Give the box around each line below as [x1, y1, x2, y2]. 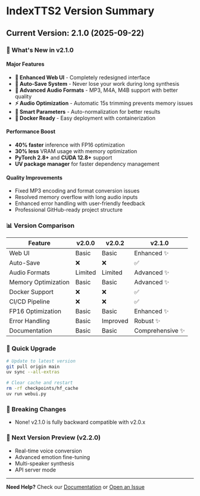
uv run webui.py [6, 391, 46, 397]
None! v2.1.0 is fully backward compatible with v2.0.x [14, 418, 146, 426]
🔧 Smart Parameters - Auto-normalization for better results [14, 108, 161, 115]
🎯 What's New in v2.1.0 [6, 46, 74, 54]
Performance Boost [6, 128, 55, 135]
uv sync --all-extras [6, 369, 60, 375]
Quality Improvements [6, 174, 62, 181]
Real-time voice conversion [14, 447, 82, 454]
